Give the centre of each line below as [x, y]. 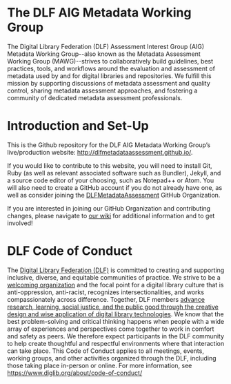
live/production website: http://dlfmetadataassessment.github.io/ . [100, 152]
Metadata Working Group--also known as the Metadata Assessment [104, 54]
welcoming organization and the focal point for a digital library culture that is [115, 285]
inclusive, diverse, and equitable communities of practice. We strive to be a [114, 277]
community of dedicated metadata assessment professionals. [95, 97]
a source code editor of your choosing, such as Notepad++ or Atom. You [111, 180]
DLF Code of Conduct [70, 251]
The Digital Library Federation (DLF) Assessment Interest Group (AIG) [106, 46]
